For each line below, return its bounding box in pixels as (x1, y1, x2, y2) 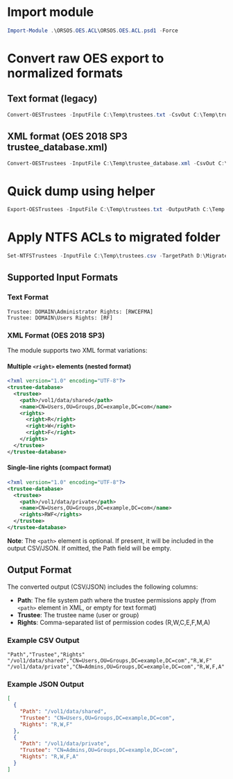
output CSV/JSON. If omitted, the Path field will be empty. (7, 544, 172, 552)
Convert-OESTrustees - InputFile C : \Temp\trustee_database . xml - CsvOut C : (7, 160, 225, 167)
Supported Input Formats (7, 271, 119, 283)
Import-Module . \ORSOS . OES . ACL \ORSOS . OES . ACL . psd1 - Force (7, 27, 178, 34)
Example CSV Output (7, 635, 80, 645)
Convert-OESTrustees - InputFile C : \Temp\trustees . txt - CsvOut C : (7, 111, 200, 118)
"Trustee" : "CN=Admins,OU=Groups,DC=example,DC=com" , (19, 747, 178, 754)
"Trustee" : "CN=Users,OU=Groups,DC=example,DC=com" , (19, 714, 175, 721)
